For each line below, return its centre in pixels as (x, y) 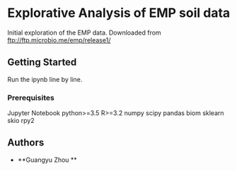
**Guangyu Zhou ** (47, 160)
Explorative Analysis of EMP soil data (119, 13)
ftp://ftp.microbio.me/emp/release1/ (59, 40)
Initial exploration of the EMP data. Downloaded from (84, 33)
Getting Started (42, 63)
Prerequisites (31, 98)
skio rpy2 (21, 121)
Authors (26, 143)
